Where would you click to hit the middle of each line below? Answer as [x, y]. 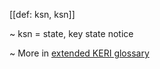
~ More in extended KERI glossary [79, 53]
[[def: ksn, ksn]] [42, 14]
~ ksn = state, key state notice [71, 33]
